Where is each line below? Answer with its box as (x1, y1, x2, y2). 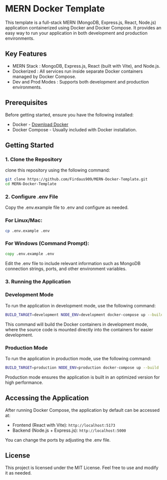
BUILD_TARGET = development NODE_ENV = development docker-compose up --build (5, 312, 164, 317)
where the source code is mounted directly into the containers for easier (5, 326, 154, 332)
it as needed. (5, 470, 32, 476)
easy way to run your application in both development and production (5, 30, 148, 36)
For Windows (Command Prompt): (5, 240, 89, 247)
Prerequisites (5, 98, 48, 107)
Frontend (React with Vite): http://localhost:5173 (12, 422, 115, 428)
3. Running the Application (5, 278, 71, 285)
